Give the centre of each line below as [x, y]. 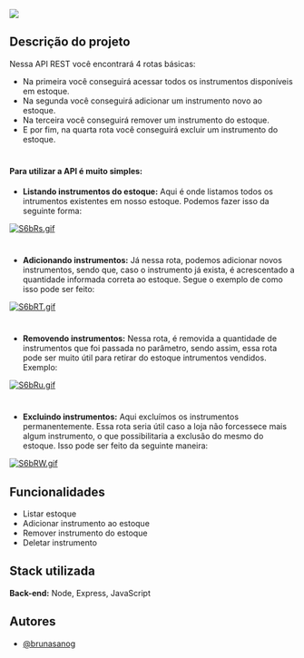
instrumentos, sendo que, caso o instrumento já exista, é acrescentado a [158, 270]
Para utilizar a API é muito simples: [76, 171]
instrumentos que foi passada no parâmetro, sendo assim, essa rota [150, 348]
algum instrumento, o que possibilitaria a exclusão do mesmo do [143, 437]
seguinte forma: [52, 211]
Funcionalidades [58, 491]
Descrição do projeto [70, 42]
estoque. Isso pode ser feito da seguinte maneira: [115, 446]
